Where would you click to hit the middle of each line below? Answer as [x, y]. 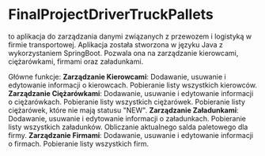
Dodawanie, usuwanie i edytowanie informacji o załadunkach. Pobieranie [127, 118]
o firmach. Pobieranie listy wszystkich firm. [78, 143]
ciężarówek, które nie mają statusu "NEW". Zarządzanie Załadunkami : [123, 110]
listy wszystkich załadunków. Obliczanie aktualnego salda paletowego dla [128, 127]
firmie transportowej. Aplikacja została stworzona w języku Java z [116, 44]
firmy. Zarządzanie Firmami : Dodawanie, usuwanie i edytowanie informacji [131, 135]
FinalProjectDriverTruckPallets [111, 15]
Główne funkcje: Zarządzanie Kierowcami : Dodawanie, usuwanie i [117, 76]
